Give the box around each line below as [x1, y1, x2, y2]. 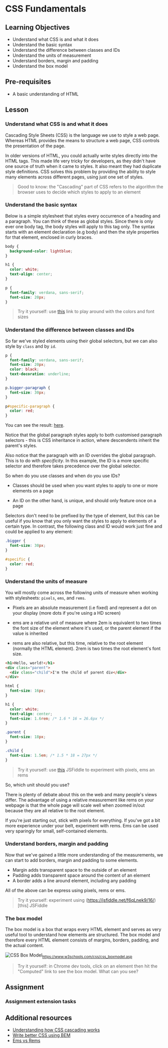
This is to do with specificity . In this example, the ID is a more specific [5, 458, 149, 464]
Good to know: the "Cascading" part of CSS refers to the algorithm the [17, 183, 163, 189]
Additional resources [5, 1013, 72, 1022]
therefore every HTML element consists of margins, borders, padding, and [5, 937, 159, 943]
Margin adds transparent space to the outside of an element [12, 867, 137, 873]
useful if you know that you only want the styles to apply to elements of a [5, 518, 156, 524]
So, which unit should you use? [5, 782, 70, 788]
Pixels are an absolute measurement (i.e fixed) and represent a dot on [12, 604, 157, 611]
